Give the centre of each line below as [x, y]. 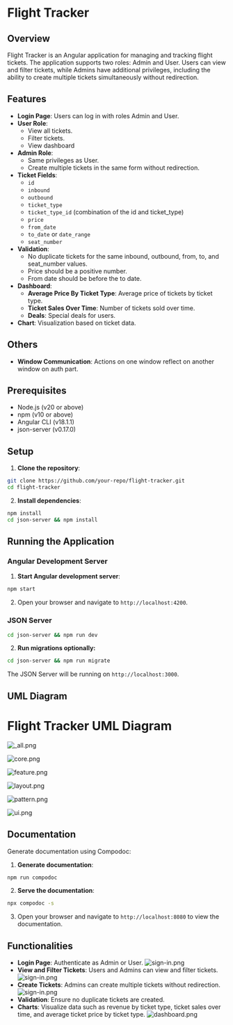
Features [27, 99]
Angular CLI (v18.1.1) [46, 422]
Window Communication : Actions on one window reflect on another [115, 361]
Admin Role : [35, 153]
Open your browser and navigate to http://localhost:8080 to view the [118, 917]
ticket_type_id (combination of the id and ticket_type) [106, 212]
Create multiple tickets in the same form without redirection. [113, 168]
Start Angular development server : [69, 576]
